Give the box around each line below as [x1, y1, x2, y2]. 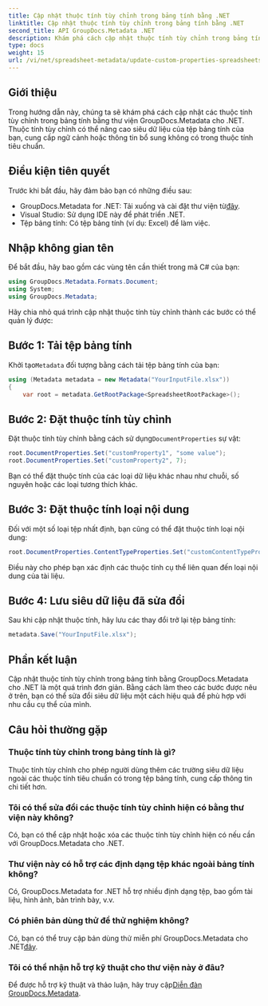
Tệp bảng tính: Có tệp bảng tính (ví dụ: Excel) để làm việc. [19, 218, 211, 228]
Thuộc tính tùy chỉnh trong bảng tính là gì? [8, 747, 176, 758]
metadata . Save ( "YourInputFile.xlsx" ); [8, 631, 137, 639]
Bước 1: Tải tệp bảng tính [8, 339, 132, 353]
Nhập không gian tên [8, 241, 114, 254]
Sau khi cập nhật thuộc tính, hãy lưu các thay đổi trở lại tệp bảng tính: [8, 615, 236, 625]
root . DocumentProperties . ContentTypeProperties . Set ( [8, 548, 187, 556]
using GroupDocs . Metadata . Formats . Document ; [8, 277, 159, 286]
